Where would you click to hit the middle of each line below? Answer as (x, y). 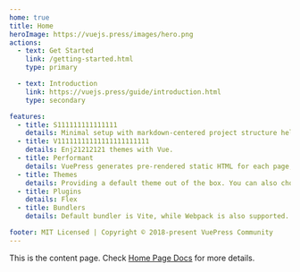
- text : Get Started (55, 51)
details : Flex (51, 200)
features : (28, 116)
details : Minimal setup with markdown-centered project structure (151, 133)
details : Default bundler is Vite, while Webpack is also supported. (158, 217)
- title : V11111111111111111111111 (83, 141)
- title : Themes (47, 174)
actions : (25, 42)
